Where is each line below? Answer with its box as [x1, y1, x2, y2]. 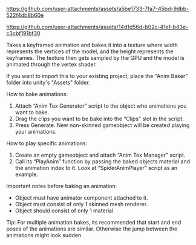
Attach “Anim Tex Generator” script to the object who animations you [15, 102, 187, 109]
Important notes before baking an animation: [6, 183, 117, 189]
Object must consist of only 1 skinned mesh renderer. [15, 201, 148, 207]
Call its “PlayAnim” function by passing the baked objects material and [15, 158, 191, 165]
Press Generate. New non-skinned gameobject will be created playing [15, 122, 190, 129]
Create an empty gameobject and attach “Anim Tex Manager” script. [15, 151, 186, 158]
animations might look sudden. [6, 232, 83, 238]
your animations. [15, 128, 57, 135]
